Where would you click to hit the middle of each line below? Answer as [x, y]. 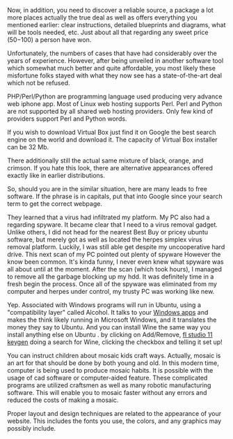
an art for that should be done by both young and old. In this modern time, [113, 363]
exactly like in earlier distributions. [56, 175]
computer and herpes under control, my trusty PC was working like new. [111, 291]
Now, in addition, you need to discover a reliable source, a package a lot [110, 10]
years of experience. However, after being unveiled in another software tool [115, 61]
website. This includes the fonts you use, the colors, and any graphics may [114, 421]
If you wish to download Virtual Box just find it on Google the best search [112, 132]
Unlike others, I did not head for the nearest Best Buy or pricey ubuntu [108, 232]
